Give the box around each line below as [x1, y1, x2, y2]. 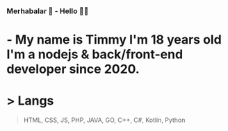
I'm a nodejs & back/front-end [6, 46, 184, 62]
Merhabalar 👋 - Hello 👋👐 [6, 6, 89, 16]
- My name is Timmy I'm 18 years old [6, 32, 222, 48]
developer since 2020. [6, 62, 140, 77]
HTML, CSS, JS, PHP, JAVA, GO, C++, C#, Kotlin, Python [23, 116, 186, 124]
